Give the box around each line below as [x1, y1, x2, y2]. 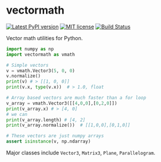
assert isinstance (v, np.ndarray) [6, 138, 91, 145]
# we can [6, 111, 28, 117]
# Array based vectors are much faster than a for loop [6, 95, 146, 101]
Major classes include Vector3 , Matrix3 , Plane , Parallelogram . [6, 149, 156, 157]
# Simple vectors [6, 62, 49, 68]
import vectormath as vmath [6, 51, 75, 57]
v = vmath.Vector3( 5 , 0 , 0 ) [6, 67, 75, 74]
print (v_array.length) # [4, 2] [6, 116, 86, 123]
